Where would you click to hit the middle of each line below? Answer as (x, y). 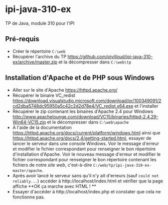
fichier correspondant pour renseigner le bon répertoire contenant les (85, 159)
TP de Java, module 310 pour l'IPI (40, 23)
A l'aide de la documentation (42, 127)
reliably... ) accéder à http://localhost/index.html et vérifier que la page (88, 181)
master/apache (27, 170)
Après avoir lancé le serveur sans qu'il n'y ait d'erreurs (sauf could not (86, 175)
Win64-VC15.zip (29, 122)
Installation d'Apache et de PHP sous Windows (80, 78)
